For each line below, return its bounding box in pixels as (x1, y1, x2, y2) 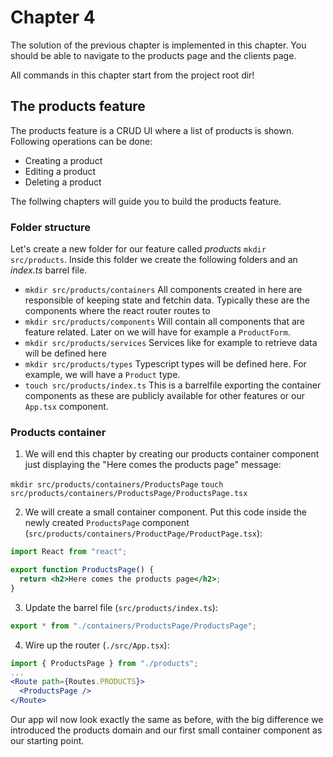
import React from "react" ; (10, 547, 128, 557)
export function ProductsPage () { (10, 565, 155, 575)
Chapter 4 (10, 6, 96, 29)
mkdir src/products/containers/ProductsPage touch (10, 480, 224, 490)
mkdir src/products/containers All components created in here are (24, 284, 303, 296)
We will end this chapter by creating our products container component (24, 448, 320, 460)
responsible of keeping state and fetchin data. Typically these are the (24, 294, 310, 306)
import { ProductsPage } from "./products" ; (10, 658, 199, 668)
